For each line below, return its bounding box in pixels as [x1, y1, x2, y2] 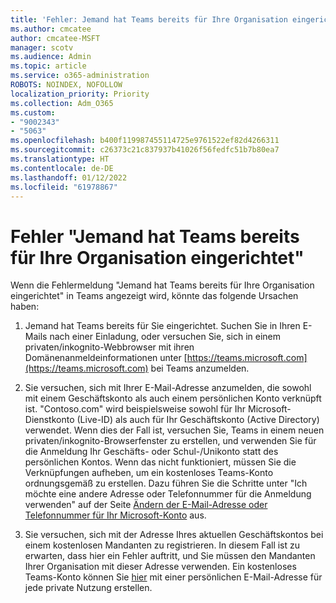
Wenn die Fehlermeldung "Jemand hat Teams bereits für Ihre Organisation [10, 279, 315, 291]
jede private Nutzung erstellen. [24, 582, 153, 594]
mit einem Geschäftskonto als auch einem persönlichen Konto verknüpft [24, 392, 322, 405]
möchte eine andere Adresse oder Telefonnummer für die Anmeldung [24, 488, 312, 500]
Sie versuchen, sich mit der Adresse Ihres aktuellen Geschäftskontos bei [24, 529, 324, 541]
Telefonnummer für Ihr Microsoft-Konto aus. [24, 509, 207, 521]
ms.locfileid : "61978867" [10, 182, 118, 192]
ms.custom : [10, 107, 56, 118]
